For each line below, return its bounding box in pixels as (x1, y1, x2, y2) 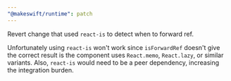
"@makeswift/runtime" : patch (7, 10, 93, 18)
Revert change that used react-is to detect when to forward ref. (7, 30, 194, 38)
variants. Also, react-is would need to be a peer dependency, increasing (7, 58, 220, 67)
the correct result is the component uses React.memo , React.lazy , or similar (7, 51, 224, 59)
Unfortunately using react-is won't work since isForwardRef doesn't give (7, 43, 220, 51)
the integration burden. (7, 66, 74, 74)
